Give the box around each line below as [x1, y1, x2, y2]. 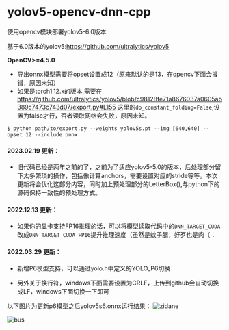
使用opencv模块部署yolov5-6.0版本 [7, 27, 107, 36]
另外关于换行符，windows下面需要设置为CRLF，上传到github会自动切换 [16, 279, 219, 287]
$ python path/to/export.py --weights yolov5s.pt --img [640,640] [7, 125, 200, 132]
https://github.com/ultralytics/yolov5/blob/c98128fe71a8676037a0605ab [16, 94, 223, 103]
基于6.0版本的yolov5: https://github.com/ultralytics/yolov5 [7, 42, 170, 50]
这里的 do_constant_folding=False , [117, 103, 214, 111]
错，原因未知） [16, 78, 59, 86]
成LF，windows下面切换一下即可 [16, 287, 109, 295]
